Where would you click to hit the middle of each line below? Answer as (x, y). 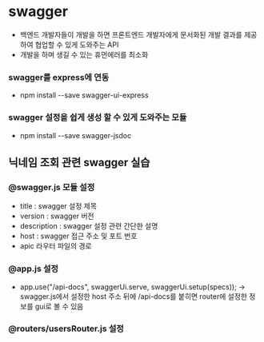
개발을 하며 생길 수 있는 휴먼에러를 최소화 (84, 54)
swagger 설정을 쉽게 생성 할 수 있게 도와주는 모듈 (98, 117)
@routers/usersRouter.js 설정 (66, 328)
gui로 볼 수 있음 (59, 306)
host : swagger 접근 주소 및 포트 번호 (78, 236)
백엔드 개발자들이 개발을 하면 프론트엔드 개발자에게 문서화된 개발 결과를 (131, 34)
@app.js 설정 (33, 268)
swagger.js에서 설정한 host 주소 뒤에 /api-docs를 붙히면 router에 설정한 (134, 296)
